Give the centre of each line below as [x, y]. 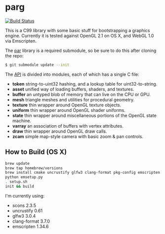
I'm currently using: [25, 196]
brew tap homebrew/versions [34, 168]
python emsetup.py [24, 177]
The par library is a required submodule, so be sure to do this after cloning [81, 50]
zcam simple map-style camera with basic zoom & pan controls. [78, 136]
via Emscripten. [21, 41]
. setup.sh [16, 182]
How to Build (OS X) [36, 152]
